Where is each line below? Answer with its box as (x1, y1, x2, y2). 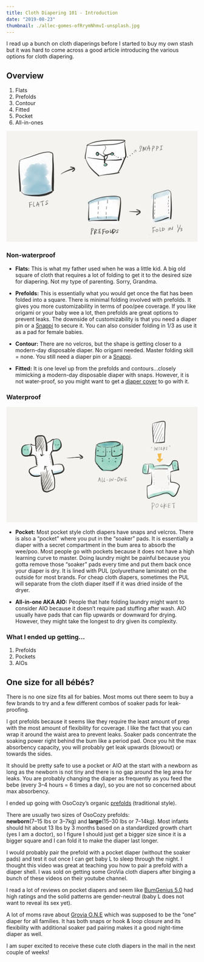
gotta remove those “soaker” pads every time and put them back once (15, 561, 191, 568)
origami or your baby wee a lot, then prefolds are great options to (15, 309, 178, 316)
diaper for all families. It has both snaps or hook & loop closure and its (6, 917, 181, 924)
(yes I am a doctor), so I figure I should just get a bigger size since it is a (6, 830, 186, 837)
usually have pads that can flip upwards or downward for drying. (15, 611, 177, 618)
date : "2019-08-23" (6, 16, 56, 22)
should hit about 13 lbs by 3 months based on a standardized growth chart (6, 824, 192, 831)
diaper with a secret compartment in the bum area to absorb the (15, 541, 176, 548)
